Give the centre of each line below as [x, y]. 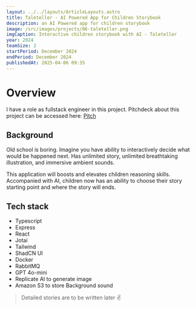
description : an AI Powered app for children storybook [78, 23]
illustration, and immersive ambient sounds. [60, 163]
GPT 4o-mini [31, 273]
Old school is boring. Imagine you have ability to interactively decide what [98, 150]
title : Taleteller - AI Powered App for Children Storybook [84, 18]
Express [25, 228]
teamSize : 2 [21, 46]
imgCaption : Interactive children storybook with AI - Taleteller [92, 35]
